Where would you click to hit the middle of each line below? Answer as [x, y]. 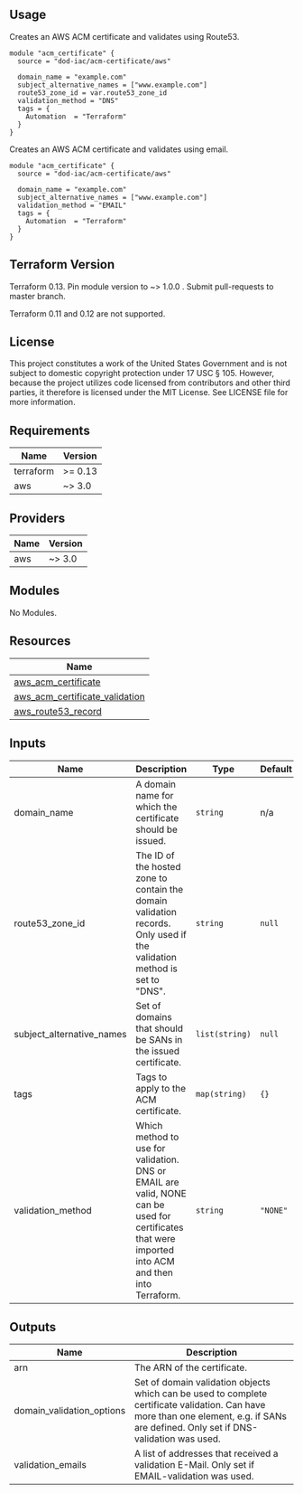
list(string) [223, 1034]
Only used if [161, 934]
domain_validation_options [70, 1411]
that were [155, 1238]
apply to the [161, 1088]
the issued [157, 1051]
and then [154, 1272]
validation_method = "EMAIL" [72, 205]
